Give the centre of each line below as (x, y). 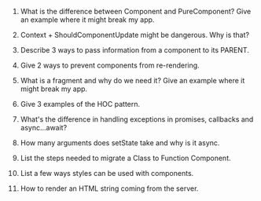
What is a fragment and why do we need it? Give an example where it (132, 80)
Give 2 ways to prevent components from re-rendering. (110, 65)
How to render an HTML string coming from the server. (109, 188)
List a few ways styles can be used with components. (107, 173)
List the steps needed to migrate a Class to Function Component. (125, 158)
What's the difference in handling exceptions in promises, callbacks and (137, 119)
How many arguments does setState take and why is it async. (120, 143)
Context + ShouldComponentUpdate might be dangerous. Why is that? (135, 35)
